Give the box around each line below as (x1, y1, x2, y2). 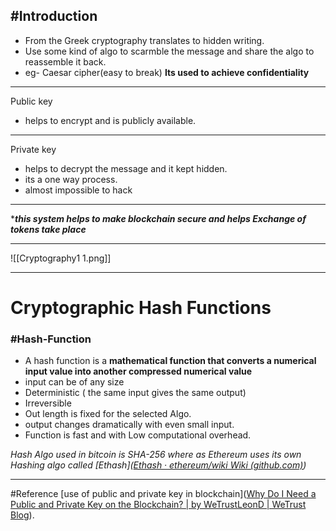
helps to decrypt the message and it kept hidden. (24, 162, 228, 174)
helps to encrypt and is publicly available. (24, 114, 197, 126)
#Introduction (10, 8, 98, 25)
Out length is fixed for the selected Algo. (24, 408, 192, 420)
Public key (10, 95, 53, 107)
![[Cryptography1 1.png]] (10, 252, 112, 264)
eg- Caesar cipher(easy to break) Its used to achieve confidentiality (24, 66, 310, 78)
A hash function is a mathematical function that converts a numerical (24, 355, 317, 367)
